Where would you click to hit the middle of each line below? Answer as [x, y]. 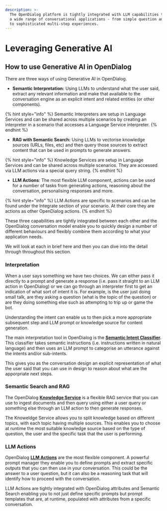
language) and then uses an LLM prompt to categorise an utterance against [83, 348]
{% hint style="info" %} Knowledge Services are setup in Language [74, 160]
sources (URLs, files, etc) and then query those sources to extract [80, 145]
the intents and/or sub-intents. [36, 353]
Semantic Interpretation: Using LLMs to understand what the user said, [86, 88]
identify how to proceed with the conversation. [53, 479]
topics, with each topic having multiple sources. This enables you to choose [83, 423]
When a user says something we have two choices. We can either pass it [80, 276]
